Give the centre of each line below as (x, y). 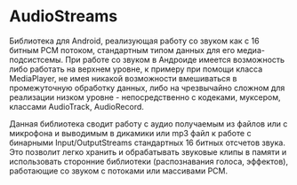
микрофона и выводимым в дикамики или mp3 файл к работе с (130, 133)
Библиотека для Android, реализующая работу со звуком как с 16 (134, 41)
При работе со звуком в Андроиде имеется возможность (175, 59)
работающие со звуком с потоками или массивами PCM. (119, 171)
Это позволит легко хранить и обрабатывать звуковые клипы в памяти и (148, 151)
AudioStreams (64, 16)
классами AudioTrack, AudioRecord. (77, 106)
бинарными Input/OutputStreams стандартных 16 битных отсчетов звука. (148, 143)
